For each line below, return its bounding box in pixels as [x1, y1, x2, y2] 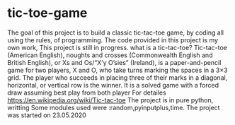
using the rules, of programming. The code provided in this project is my [7, 35, 218, 44]
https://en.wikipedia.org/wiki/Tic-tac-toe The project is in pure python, [7, 95, 214, 104]
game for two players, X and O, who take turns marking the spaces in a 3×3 [7, 66, 228, 74]
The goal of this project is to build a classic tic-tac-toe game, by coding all [7, 28, 224, 37]
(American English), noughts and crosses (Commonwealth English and [7, 51, 213, 59]
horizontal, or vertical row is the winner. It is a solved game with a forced [7, 81, 219, 89]
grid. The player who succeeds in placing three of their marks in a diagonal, [7, 73, 228, 82]
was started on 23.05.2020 [7, 111, 86, 119]
